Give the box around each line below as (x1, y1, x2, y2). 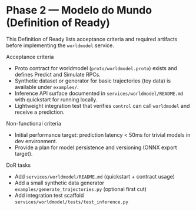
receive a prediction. (14, 108, 65, 116)
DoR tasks (6, 161, 31, 169)
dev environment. (14, 137, 58, 144)
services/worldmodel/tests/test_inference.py (14, 199, 128, 205)
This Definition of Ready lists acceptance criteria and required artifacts (6, 35, 178, 42)
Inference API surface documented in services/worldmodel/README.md (14, 90, 184, 97)
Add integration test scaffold (14, 192, 84, 199)
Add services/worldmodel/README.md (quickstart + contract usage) (14, 173, 175, 180)
